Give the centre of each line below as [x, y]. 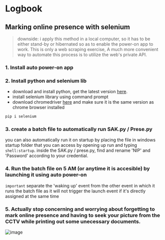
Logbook [24, 9]
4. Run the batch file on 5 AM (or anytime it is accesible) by [78, 169]
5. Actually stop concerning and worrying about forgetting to [80, 209]
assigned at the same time [32, 196]
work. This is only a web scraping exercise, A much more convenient [88, 49]
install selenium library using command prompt [60, 97]
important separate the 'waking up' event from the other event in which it [80, 185]
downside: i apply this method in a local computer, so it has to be [84, 39]
